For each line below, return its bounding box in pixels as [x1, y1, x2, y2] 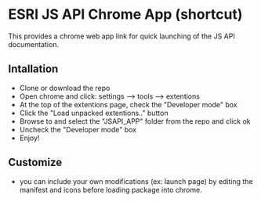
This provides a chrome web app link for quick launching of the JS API [8, 31, 235, 41]
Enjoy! [19, 133, 40, 142]
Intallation [8, 63, 59, 76]
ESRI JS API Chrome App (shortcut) [8, 5, 243, 23]
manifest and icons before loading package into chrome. [19, 185, 202, 194]
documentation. [8, 39, 60, 49]
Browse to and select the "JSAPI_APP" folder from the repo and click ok [19, 116, 251, 126]
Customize [8, 156, 63, 169]
